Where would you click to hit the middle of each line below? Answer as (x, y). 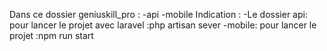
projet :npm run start (51, 35)
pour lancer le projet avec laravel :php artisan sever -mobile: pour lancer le (163, 25)
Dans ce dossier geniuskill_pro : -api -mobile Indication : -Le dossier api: (158, 14)
